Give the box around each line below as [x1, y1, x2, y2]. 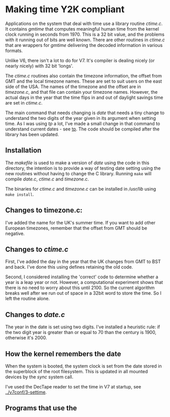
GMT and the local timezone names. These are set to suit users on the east [5, 78, 162, 84]
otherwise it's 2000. [5, 335, 47, 341]
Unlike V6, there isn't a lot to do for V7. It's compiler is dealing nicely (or [5, 57, 155, 63]
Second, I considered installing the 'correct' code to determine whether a [5, 274, 158, 280]
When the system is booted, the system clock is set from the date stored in [5, 363, 162, 369]
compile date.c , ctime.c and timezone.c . [5, 176, 89, 182]
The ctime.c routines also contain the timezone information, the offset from [5, 72, 162, 79]
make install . [5, 191, 34, 197]
